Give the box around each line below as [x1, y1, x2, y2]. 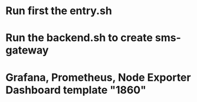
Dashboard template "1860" [5, 83, 147, 97]
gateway [5, 44, 49, 57]
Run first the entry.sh [5, 4, 113, 18]
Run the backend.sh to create [5, 31, 153, 45]
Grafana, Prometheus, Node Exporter [5, 71, 191, 84]
